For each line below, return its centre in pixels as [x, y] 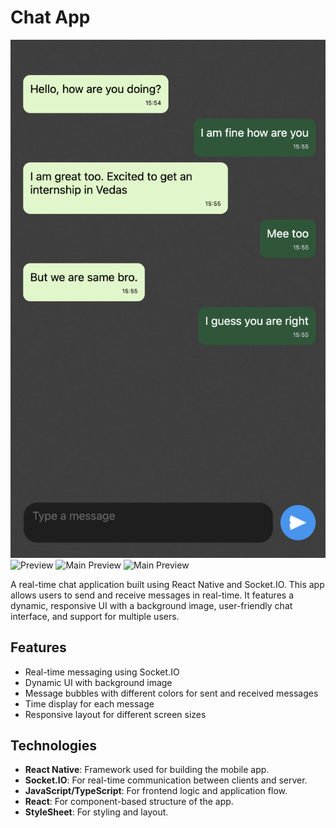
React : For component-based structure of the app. [129, 802]
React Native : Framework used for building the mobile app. [147, 770]
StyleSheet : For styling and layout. [96, 812]
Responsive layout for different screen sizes [115, 714]
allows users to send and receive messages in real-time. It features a [152, 595]
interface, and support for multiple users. [95, 616]
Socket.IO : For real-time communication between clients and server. [166, 780]
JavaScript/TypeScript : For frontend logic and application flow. [156, 791]
